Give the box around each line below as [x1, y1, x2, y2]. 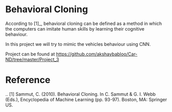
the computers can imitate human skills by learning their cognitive [5, 25, 145, 32]
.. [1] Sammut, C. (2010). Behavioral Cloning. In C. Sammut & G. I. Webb [5, 91, 156, 97]
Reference [5, 74, 50, 86]
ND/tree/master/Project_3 [5, 56, 59, 62]
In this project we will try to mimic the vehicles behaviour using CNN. [5, 41, 151, 47]
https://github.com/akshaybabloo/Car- [55, 51, 138, 57]
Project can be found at [5, 51, 55, 57]
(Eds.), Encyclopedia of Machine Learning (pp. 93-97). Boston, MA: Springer [5, 96, 167, 102]
